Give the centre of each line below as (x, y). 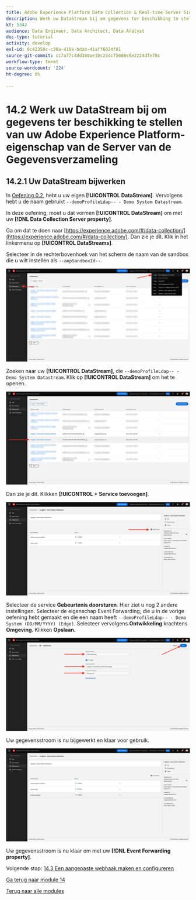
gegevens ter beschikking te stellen (94, 122)
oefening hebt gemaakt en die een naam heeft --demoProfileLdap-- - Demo (96, 617)
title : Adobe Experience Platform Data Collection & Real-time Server (94, 12)
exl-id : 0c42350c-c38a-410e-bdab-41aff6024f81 (64, 50)
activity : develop (28, 43)
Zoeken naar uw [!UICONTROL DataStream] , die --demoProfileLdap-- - (93, 371)
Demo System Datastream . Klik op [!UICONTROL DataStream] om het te (90, 377)
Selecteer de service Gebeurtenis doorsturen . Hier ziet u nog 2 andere (92, 605)
